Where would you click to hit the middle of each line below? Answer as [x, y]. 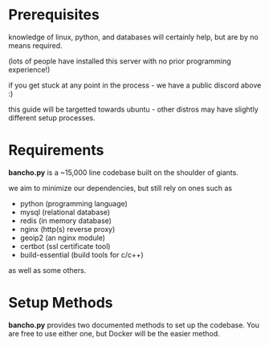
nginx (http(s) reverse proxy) [67, 229]
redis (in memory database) [66, 220]
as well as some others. [47, 270]
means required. [35, 45]
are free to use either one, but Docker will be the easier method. [114, 333]
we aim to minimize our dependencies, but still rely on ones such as [120, 188]
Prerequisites [54, 15]
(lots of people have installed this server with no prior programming [120, 61]
